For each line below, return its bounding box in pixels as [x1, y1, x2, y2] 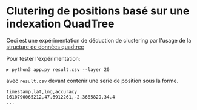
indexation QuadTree [6, 17, 115, 31]
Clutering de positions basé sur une [6, 4, 190, 18]
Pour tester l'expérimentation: [6, 55, 81, 62]
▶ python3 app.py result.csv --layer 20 [6, 66, 110, 73]
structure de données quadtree [6, 43, 84, 50]
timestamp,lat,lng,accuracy [6, 88, 78, 94]
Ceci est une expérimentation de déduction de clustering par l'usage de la [6, 37, 192, 44]
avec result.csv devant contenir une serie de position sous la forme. [6, 77, 179, 84]
